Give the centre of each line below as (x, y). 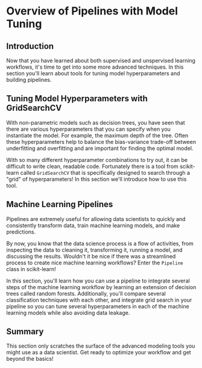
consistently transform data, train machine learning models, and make (93, 225)
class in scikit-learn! (31, 269)
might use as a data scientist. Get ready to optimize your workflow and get (99, 352)
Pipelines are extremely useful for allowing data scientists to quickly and (96, 219)
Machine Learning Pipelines (60, 204)
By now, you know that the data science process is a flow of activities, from (100, 243)
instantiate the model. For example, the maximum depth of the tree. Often (97, 135)
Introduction (30, 46)
